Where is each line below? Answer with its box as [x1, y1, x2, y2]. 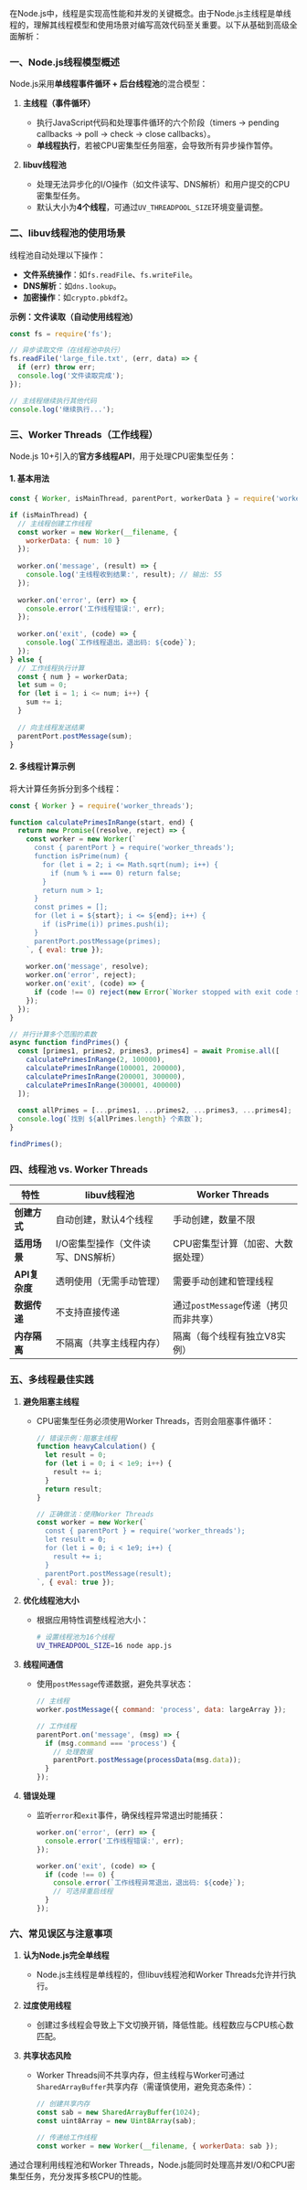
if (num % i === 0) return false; [49, 868, 182, 877]
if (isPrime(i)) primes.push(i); [42, 920, 170, 930]
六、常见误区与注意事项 [9, 1927, 112, 1940]
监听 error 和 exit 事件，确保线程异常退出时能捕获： [36, 1810, 227, 1821]
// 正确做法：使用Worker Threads [36, 1509, 154, 1519]
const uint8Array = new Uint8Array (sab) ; [36, 2116, 196, 2125]
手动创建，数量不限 [173, 1214, 256, 1227]
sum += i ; [26, 697, 64, 707]
